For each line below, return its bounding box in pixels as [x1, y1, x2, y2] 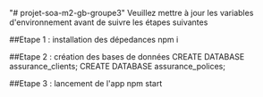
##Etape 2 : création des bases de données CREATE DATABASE [9, 52, 245, 61]
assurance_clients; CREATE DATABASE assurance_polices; [9, 61, 226, 71]
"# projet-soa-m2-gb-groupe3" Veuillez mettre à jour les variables [9, 8, 254, 18]
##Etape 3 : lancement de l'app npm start [9, 78, 163, 88]
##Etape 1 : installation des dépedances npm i [9, 35, 179, 44]
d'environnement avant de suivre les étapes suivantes [9, 17, 208, 28]
